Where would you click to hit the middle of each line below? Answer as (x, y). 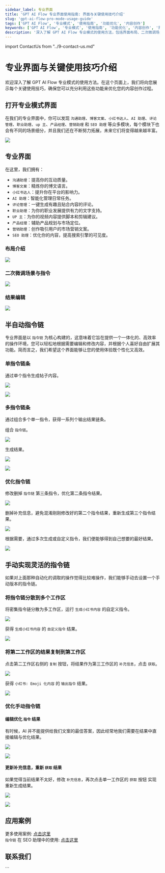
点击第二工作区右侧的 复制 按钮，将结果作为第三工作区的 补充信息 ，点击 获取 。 (82, 663)
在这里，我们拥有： (25, 169)
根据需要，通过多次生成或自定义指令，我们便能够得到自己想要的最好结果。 (80, 539)
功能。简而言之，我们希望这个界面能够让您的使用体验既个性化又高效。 (76, 350)
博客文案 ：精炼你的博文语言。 (41, 186)
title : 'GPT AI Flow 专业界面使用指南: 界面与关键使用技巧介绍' (65, 14)
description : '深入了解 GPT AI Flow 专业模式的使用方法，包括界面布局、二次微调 (81, 32)
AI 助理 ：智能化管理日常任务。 (43, 198)
